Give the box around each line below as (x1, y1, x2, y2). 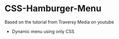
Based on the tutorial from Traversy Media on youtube (4, 19, 114, 25)
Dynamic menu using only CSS (11, 28, 75, 34)
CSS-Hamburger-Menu (4, 3, 102, 14)
